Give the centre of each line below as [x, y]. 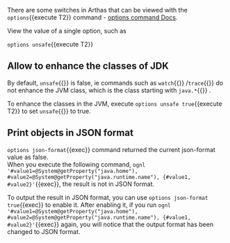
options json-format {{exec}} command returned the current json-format [111, 149]
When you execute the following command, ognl [76, 164]
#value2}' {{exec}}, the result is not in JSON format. [81, 184]
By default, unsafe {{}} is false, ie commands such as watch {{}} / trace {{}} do [115, 83]
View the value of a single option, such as [67, 31]
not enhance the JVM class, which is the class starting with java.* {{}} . [109, 90]
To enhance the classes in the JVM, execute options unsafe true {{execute [115, 103]
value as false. [28, 157]
